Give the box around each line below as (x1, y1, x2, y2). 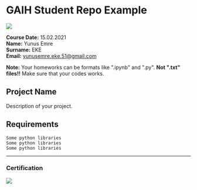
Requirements (6, 119, 59, 129)
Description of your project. (6, 102, 73, 109)
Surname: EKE (6, 46, 42, 53)
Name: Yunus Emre (6, 40, 53, 47)
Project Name (6, 87, 57, 97)
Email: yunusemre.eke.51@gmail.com (6, 52, 97, 59)
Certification (6, 164, 43, 172)
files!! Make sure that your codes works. (6, 70, 104, 77)
